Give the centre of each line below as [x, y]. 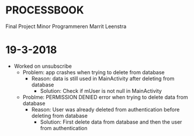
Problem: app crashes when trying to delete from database [93, 72]
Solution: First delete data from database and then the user [111, 122]
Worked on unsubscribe [43, 66]
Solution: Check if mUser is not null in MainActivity [101, 90]
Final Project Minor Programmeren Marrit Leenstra [66, 26]
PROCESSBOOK [45, 10]
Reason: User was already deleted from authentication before [105, 109]
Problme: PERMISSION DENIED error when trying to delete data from [105, 97]
